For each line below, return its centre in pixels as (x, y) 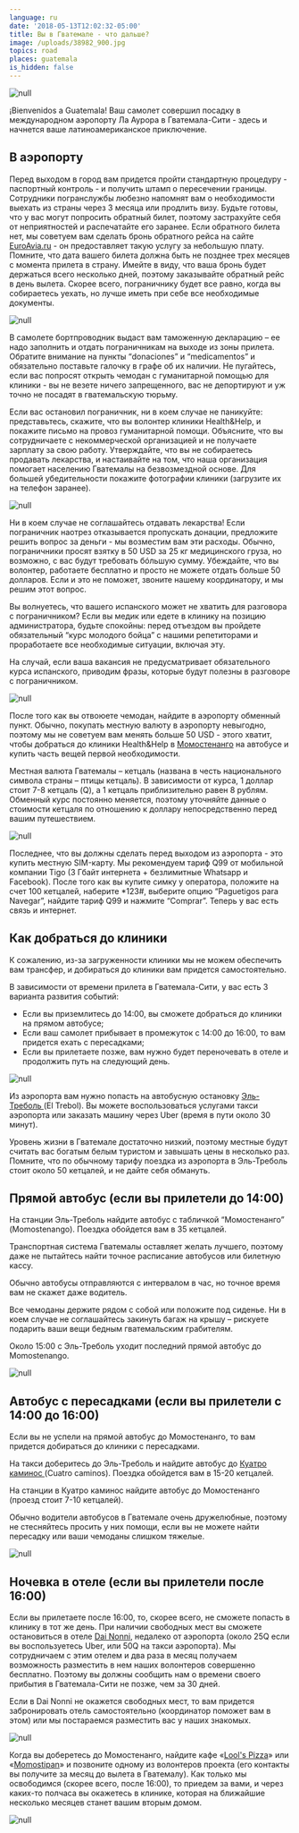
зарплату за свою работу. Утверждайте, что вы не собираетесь (131, 449)
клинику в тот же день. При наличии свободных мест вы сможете (136, 1626)
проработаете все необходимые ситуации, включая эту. (117, 644)
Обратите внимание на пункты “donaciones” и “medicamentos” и (133, 356)
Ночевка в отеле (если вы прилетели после (137, 1582)
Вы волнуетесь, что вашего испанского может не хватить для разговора (148, 606)
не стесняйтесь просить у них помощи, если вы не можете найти (134, 1527)
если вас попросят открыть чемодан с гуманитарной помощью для (139, 375)
